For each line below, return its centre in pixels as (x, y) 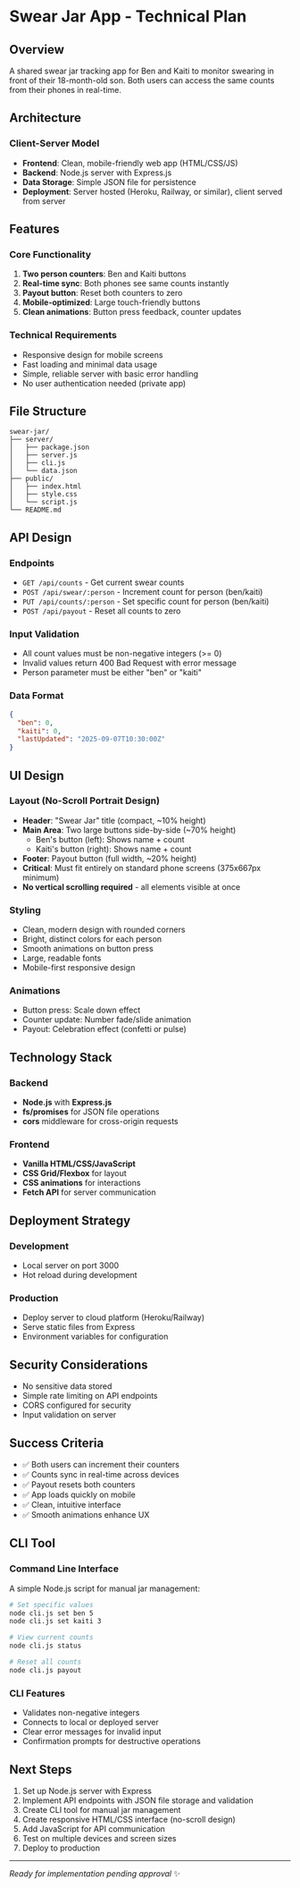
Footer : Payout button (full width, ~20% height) (109, 858)
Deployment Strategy (70, 1220)
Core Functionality (50, 254)
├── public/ (31, 479)
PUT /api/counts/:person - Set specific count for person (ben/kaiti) (146, 602)
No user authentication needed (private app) (104, 383)
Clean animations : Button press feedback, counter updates (132, 312)
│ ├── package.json (50, 448)
